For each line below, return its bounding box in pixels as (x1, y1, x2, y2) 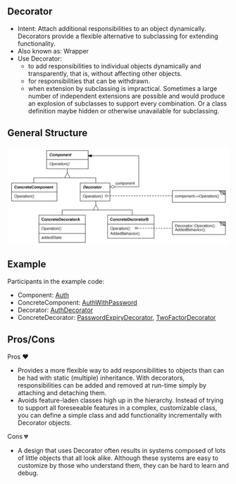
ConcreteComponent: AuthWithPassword (17, 298, 137, 306)
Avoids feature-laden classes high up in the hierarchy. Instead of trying (17, 396, 224, 404)
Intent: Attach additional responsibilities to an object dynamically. (17, 24, 206, 32)
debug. (17, 469, 39, 477)
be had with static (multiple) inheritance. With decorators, (17, 373, 185, 382)
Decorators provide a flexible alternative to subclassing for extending (17, 32, 218, 40)
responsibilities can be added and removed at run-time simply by (17, 380, 206, 390)
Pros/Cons (7, 334, 55, 346)
